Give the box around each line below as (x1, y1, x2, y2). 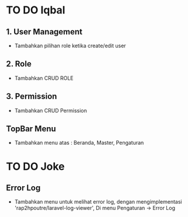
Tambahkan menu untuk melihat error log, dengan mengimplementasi (14, 198, 182, 205)
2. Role (6, 59, 32, 69)
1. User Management (6, 27, 83, 37)
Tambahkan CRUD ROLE (14, 74, 74, 82)
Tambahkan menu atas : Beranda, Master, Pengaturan (14, 139, 144, 146)
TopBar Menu (6, 124, 57, 134)
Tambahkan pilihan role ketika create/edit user (14, 42, 127, 49)
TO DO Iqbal (6, 3, 65, 17)
